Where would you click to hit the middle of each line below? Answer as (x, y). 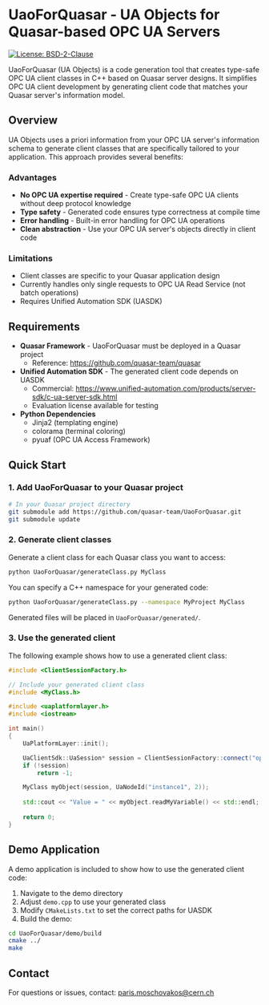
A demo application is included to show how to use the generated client (126, 869)
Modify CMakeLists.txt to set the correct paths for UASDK (116, 910)
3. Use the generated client (62, 638)
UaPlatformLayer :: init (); (66, 744)
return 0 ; (39, 817)
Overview (33, 121)
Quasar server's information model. (67, 95)
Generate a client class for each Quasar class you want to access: (117, 557)
